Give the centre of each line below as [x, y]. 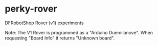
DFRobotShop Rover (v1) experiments [44, 23]
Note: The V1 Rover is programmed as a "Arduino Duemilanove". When [79, 32]
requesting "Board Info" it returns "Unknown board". [60, 38]
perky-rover [31, 9]
